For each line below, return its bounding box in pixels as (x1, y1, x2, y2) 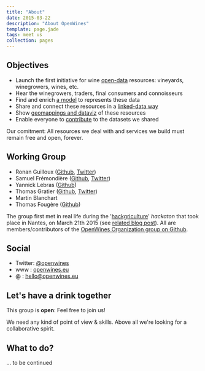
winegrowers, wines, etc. (15, 83, 79, 90)
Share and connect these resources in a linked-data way (15, 102, 158, 110)
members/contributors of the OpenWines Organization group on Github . (6, 225, 188, 233)
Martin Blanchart (15, 194, 58, 201)
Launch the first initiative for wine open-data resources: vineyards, (15, 76, 184, 83)
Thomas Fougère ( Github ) (15, 201, 81, 208)
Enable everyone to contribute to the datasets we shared (15, 115, 159, 123)
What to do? (6, 343, 54, 353)
